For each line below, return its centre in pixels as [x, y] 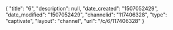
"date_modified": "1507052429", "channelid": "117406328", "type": [86, 15]
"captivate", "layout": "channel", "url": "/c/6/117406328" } [75, 21]
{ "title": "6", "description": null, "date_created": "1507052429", [82, 9]
